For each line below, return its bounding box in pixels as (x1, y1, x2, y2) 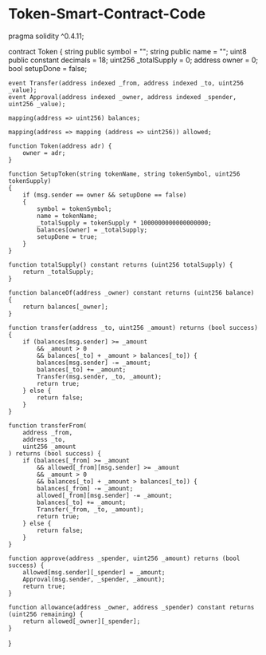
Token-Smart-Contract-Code (8, 5, 205, 23)
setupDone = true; (37, 232, 98, 240)
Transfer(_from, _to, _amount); (37, 505, 145, 514)
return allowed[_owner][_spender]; (22, 617, 141, 625)
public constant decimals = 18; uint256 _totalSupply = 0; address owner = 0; (8, 55, 259, 65)
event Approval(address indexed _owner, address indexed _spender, (8, 93, 237, 101)
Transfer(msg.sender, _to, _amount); (37, 372, 162, 380)
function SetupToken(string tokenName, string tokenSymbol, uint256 (8, 169, 241, 178)
